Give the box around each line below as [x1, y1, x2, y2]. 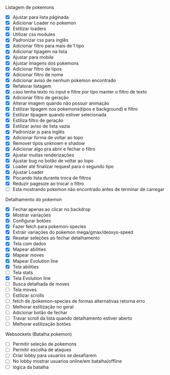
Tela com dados [12, 241, 47, 247]
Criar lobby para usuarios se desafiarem [12, 353, 97, 359]
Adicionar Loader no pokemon [12, 20, 76, 26]
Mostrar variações [12, 212, 51, 218]
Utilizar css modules [12, 32, 55, 38]
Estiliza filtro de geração [12, 117, 63, 123]
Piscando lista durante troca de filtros [12, 175, 91, 181]
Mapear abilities [12, 246, 47, 253]
